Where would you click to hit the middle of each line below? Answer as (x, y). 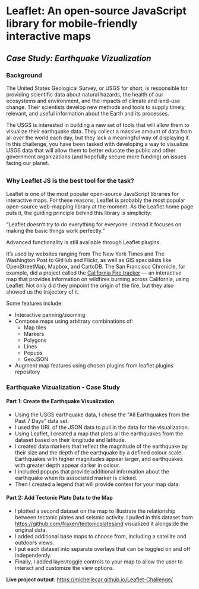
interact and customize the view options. (64, 568)
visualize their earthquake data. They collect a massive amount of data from (99, 131)
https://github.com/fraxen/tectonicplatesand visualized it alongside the (102, 523)
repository (27, 372)
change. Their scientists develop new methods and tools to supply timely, (96, 107)
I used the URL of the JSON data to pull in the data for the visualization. (102, 427)
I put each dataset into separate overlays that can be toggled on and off (102, 549)
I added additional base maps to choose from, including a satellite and (100, 536)
